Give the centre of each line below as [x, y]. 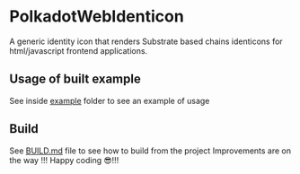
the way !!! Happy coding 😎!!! [64, 160]
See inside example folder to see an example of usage [110, 100]
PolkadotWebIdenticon [97, 17]
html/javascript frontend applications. [79, 50]
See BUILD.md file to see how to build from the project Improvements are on [150, 151]
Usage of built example [75, 79]
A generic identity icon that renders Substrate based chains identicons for [146, 41]
